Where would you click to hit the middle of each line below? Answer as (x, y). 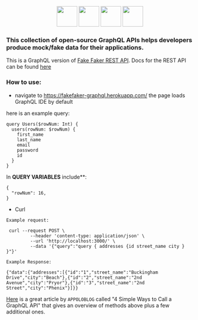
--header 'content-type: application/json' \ (87, 236)
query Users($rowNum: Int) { (42, 124)
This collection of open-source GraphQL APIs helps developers (99, 40)
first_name (30, 134)
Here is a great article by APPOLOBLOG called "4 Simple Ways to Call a (89, 299)
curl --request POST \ (37, 231)
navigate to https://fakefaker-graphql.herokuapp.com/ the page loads (100, 95)
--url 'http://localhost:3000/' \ (73, 241)
